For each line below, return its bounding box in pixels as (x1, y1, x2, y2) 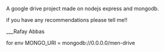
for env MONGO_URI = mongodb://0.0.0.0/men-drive (6, 40, 135, 46)
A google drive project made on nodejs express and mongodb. (6, 5, 159, 12)
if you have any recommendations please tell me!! (6, 17, 128, 23)
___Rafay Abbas (6, 28, 45, 35)
